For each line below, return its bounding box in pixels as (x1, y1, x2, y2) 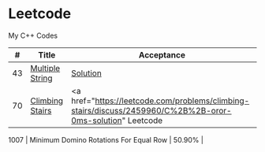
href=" (70, 95, 96, 106)
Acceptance (138, 49, 185, 60)
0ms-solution (70, 115, 122, 126)
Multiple (30, 62, 61, 73)
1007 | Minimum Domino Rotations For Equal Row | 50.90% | (8, 135, 203, 144)
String (30, 72, 53, 83)
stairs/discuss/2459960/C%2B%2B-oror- (70, 105, 232, 116)
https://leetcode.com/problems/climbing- (95, 95, 250, 106)
